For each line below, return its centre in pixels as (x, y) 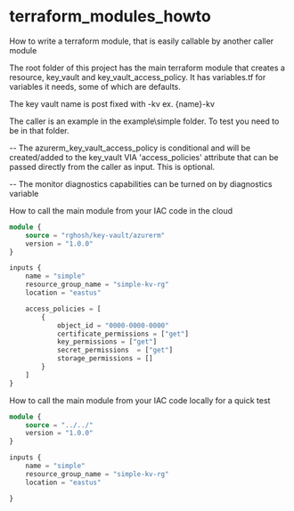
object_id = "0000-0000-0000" (113, 325)
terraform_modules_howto (110, 16)
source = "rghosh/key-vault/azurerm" (95, 235)
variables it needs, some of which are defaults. (95, 86)
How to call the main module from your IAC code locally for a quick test (140, 400)
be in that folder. (39, 130)
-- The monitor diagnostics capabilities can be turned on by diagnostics (141, 183)
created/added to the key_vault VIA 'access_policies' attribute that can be (144, 157)
